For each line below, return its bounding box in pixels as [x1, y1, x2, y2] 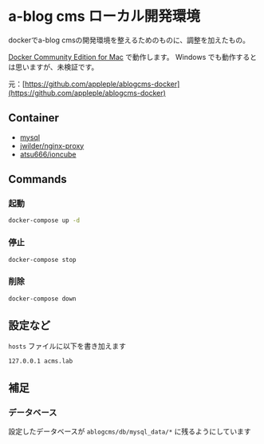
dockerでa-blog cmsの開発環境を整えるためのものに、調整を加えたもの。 [8, 35, 250, 45]
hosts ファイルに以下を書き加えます [8, 341, 126, 351]
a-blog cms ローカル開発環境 [8, 7, 201, 26]
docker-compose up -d [8, 216, 81, 224]
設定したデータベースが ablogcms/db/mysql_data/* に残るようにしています [8, 426, 251, 436]
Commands [8, 172, 68, 186]
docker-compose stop [8, 256, 77, 264]
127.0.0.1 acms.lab [8, 357, 73, 366]
